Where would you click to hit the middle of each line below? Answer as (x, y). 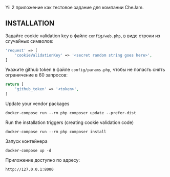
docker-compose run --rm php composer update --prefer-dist (71, 113)
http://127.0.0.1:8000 (29, 170)
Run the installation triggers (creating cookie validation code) (70, 122)
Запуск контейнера (26, 141)
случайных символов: (29, 41)
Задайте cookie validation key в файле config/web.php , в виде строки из (83, 36)
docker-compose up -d (28, 151)
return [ (15, 84)
